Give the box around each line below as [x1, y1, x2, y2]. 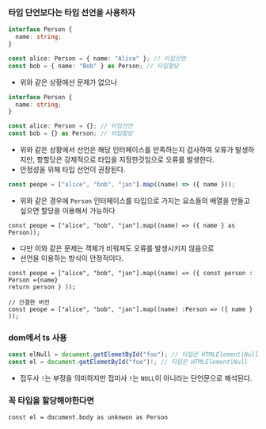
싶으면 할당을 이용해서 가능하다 [19, 205, 116, 215]
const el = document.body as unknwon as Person [8, 414, 169, 422]
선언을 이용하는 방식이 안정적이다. [19, 253, 124, 262]
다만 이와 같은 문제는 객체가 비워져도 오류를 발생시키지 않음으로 [19, 243, 215, 253]
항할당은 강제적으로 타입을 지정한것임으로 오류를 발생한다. [36, 155, 215, 164]
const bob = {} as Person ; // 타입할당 [8, 129, 133, 138]
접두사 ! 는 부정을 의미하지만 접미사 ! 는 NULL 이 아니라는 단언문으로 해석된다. [19, 373, 253, 382]
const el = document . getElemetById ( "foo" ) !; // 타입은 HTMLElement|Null [8, 358, 248, 366]
